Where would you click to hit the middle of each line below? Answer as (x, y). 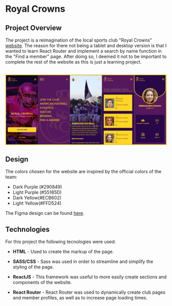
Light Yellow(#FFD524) (37, 203)
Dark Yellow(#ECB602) (37, 198)
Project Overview (34, 28)
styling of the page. (33, 267)
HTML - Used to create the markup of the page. (63, 252)
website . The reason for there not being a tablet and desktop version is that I (86, 46)
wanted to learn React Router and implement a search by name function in (84, 51)
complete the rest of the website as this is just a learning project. (73, 62)
